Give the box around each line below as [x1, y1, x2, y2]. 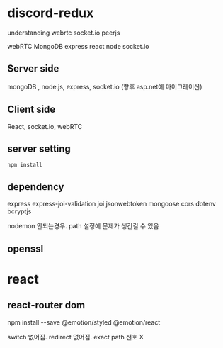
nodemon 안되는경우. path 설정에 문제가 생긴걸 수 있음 [7, 222, 159, 230]
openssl [7, 242, 44, 254]
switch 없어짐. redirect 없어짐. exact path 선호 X [7, 332, 144, 341]
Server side [7, 62, 59, 75]
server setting [7, 142, 71, 155]
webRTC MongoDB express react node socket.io [7, 42, 149, 50]
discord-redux [7, 5, 94, 21]
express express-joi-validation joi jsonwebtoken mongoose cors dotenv [7, 200, 216, 208]
